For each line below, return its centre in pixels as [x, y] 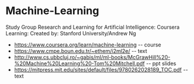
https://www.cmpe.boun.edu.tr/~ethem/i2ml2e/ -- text [81, 51]
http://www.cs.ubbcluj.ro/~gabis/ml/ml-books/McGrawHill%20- [92, 57]
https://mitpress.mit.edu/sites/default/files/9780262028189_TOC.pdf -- [101, 69]
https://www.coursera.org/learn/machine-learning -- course [88, 45]
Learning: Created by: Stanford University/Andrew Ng [71, 33]
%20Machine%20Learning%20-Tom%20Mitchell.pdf [79, 63]
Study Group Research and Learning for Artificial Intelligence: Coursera [93, 27]
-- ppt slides [161, 63]
